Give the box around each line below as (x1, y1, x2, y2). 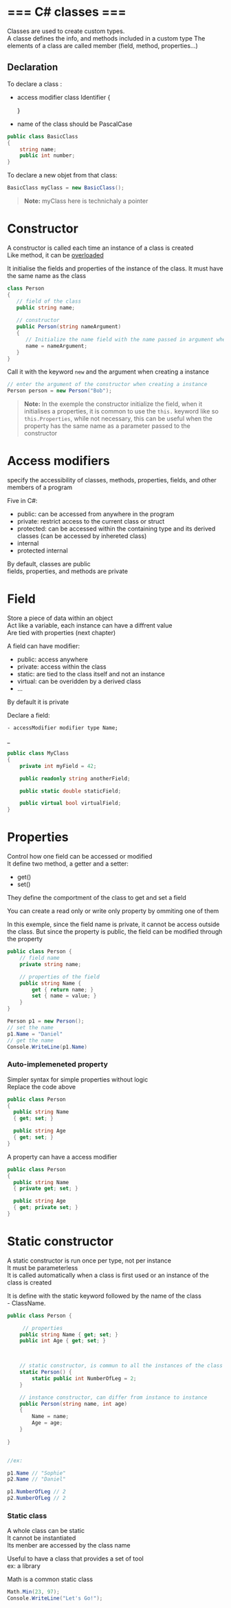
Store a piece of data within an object (7, 614, 113, 623)
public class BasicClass (7, 133, 78, 140)
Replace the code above (7, 1082, 76, 1091)
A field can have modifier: (7, 642, 80, 650)
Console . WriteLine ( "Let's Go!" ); (7, 1595, 103, 1602)
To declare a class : (7, 80, 63, 88)
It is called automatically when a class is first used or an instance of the (7, 1271, 210, 1279)
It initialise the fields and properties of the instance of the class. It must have (7, 264, 223, 272)
